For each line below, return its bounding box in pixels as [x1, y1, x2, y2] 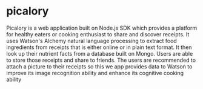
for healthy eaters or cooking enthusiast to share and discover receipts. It [6, 30, 190, 38]
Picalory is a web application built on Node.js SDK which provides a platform [6, 24, 198, 31]
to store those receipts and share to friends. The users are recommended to [6, 56, 196, 64]
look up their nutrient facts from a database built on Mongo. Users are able [6, 50, 193, 57]
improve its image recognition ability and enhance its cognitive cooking [6, 69, 184, 76]
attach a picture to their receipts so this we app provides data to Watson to [6, 62, 193, 70]
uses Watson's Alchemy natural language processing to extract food [6, 37, 177, 44]
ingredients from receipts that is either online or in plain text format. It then [6, 44, 192, 51]
